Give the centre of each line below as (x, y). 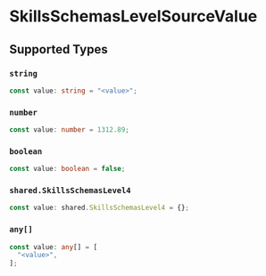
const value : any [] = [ (54, 247)
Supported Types (59, 49)
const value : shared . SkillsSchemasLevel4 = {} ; (100, 208)
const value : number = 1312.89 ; (69, 130)
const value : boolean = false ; (67, 169)
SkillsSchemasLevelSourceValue (133, 16)
